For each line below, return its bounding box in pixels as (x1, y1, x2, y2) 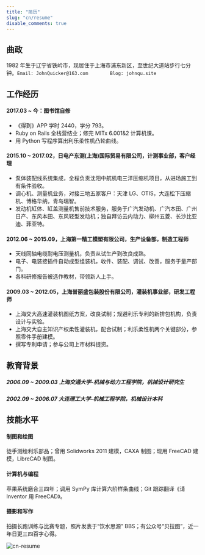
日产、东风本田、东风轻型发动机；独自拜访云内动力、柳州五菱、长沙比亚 (15, 212, 197, 220)
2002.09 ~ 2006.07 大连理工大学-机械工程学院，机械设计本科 (6, 395, 163, 403)
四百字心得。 (27, 530, 60, 537)
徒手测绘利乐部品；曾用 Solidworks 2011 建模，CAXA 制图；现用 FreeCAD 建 (6, 448, 199, 455)
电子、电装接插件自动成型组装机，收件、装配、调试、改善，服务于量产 (15, 257, 192, 265)
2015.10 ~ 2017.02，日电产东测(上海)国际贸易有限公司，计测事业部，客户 (6, 152, 190, 159)
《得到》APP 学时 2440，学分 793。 (15, 121, 107, 129)
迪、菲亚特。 (15, 220, 48, 227)
